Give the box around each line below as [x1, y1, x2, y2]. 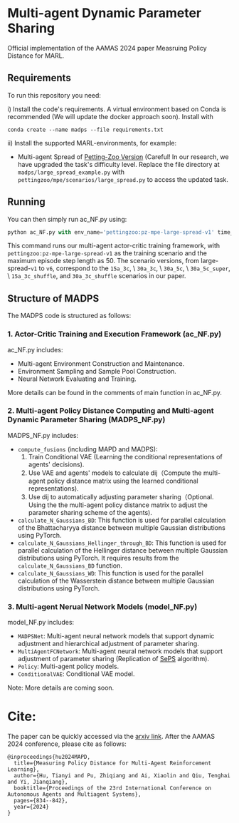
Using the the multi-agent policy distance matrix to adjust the [28, 501, 208, 509]
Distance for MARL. [7, 51, 65, 60]
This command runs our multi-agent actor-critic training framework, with [7, 241, 221, 250]
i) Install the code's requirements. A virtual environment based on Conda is [7, 105, 226, 113]
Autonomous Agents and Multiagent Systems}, [7, 791, 142, 798]
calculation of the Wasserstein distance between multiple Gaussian [17, 576, 215, 585]
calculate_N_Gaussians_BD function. [17, 561, 122, 570]
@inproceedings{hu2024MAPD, [7, 754, 91, 761]
